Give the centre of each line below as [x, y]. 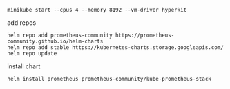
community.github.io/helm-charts [55, 41]
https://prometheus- [145, 35]
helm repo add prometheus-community [60, 35]
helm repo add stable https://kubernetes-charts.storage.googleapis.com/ [116, 48]
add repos [22, 23]
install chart [24, 66]
